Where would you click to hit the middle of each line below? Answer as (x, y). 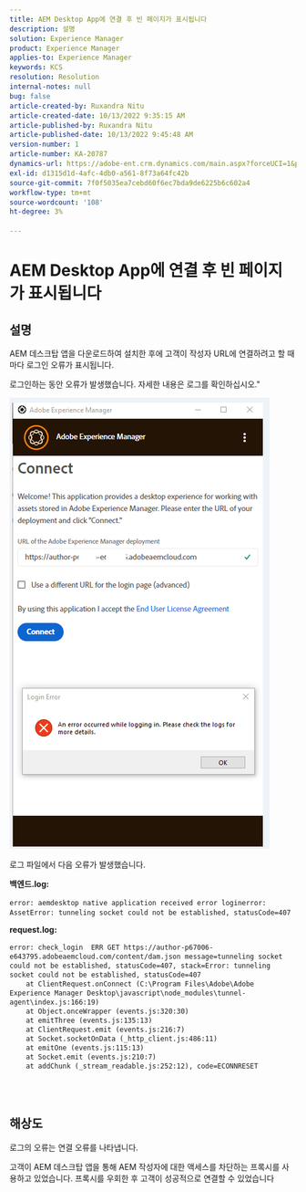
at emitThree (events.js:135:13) (89, 1020)
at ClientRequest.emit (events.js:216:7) (105, 1030)
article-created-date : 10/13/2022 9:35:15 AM (97, 115)
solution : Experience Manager (67, 38)
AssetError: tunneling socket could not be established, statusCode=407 (150, 913)
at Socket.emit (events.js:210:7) (91, 1057)
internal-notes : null (51, 87)
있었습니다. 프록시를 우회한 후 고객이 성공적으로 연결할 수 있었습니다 (154, 1178)
